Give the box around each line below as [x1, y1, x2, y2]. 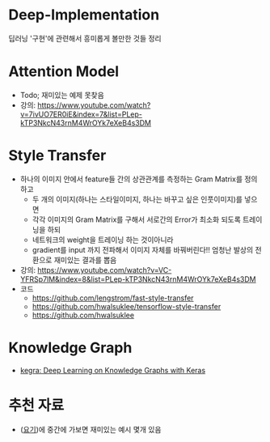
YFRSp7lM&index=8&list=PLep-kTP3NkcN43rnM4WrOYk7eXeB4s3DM [19, 274, 256, 284]
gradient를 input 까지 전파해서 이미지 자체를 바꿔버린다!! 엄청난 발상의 [32, 244, 254, 254]
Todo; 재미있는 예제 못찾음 [19, 90, 105, 100]
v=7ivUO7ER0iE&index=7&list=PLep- [19, 109, 143, 119]
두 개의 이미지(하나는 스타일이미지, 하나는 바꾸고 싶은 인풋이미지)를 [32, 194, 243, 204]
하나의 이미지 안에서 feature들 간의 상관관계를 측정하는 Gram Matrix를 [19, 174, 243, 184]
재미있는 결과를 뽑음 [53, 255, 117, 265]
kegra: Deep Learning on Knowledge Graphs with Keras [19, 365, 206, 375]
